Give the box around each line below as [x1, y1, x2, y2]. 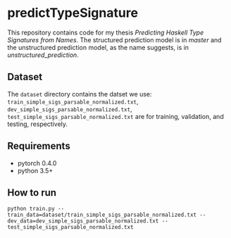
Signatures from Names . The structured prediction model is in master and [7, 35, 222, 44]
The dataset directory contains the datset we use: [7, 89, 153, 98]
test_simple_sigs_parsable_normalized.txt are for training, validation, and [7, 112, 224, 120]
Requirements [7, 140, 70, 152]
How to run [7, 187, 57, 199]
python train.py [7, 206, 55, 213]
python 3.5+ [17, 166, 54, 175]
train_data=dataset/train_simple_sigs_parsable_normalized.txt [7, 211, 197, 219]
